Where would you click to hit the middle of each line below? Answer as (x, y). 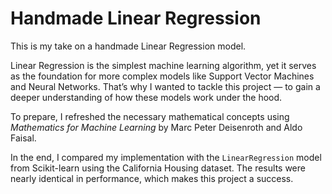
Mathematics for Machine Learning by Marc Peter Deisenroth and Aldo (156, 127)
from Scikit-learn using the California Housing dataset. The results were (158, 168)
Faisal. (23, 138)
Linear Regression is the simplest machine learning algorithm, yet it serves (163, 65)
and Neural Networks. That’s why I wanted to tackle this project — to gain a (165, 86)
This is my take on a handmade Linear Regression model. (128, 46)
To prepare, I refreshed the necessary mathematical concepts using (150, 116)
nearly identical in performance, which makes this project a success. (152, 178)
